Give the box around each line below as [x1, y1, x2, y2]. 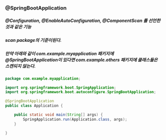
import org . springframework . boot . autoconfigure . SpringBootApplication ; [5, 90, 156, 95]
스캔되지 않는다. [5, 63, 36, 69]
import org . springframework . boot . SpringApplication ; [5, 85, 116, 90]
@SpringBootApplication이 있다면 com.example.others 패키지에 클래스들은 [5, 57, 158, 63]
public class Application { [5, 103, 63, 109]
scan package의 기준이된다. [5, 37, 62, 43]
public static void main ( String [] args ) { [14, 112, 103, 118]
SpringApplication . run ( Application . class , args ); [23, 117, 127, 122]
